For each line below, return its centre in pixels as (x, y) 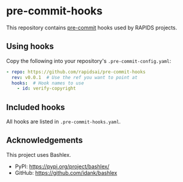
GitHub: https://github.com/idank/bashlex (66, 172)
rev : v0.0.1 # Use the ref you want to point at (74, 77)
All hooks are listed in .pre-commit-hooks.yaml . (63, 122)
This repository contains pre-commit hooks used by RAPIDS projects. (92, 28)
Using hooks (30, 46)
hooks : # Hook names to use (48, 83)
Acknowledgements (45, 140)
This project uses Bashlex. (39, 154)
